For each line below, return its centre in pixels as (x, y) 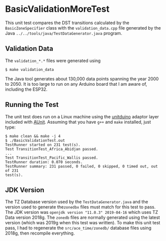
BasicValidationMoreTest (57, 9)
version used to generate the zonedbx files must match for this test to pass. (80, 207)
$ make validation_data (30, 69)
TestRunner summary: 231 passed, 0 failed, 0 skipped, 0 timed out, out (82, 166)
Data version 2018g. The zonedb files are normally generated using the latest (83, 217)
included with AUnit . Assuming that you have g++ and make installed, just (78, 122)
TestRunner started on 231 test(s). (43, 145)
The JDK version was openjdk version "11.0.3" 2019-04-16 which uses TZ (82, 212)
